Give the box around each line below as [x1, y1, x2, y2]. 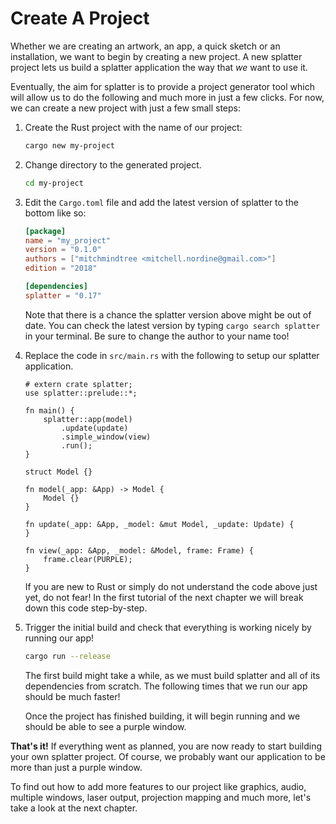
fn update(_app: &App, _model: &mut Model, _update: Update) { [24, 519, 295, 529]
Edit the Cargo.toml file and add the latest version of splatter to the [24, 196, 299, 208]
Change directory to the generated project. [24, 158, 202, 171]
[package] [24, 226, 67, 236]
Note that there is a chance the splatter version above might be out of [24, 308, 312, 321]
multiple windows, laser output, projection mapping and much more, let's [10, 791, 312, 803]
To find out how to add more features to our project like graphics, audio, [10, 780, 307, 792]
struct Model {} [24, 467, 93, 477]
